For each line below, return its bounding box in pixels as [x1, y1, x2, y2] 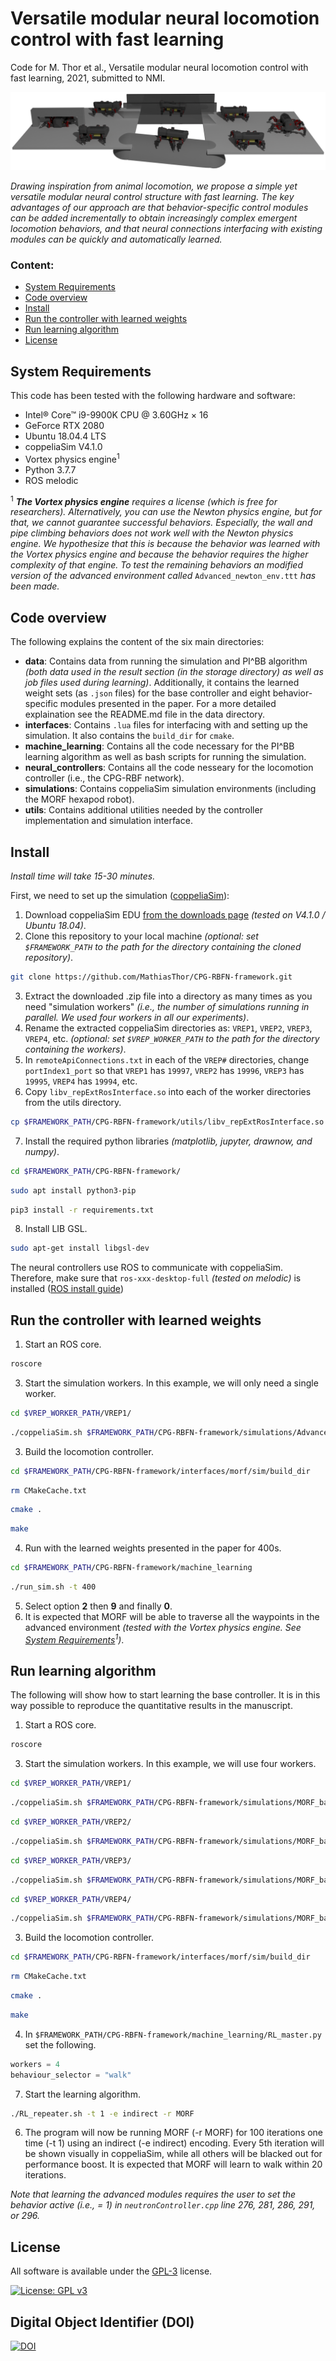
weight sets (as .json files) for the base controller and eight [24, 687, 271, 699]
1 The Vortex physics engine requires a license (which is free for [10, 493, 278, 507]
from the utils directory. [24, 1096, 122, 1108]
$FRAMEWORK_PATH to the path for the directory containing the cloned [24, 941, 302, 952]
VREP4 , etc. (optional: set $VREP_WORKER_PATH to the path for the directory [24, 1032, 320, 1044]
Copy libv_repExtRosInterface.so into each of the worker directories [24, 1085, 312, 1097]
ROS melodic [24, 474, 79, 486]
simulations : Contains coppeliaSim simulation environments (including [24, 783, 317, 795]
